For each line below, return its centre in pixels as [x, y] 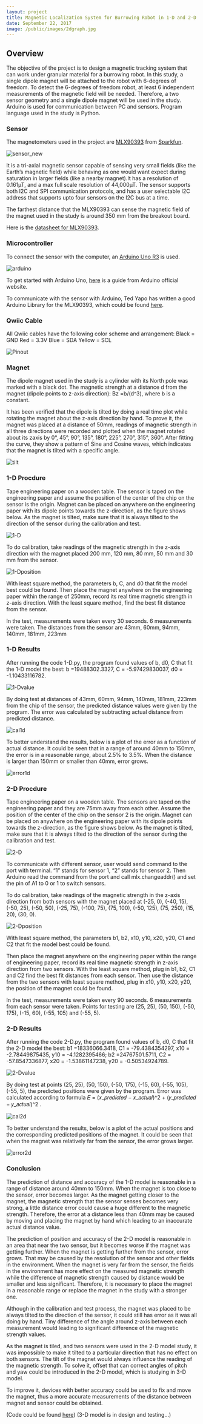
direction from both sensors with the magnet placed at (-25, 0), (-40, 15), [97, 902]
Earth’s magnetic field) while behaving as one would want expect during [96, 172]
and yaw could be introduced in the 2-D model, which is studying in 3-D [96, 1372]
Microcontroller [30, 243]
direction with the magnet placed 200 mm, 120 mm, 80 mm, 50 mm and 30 [100, 553]
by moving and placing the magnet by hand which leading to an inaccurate [99, 1220]
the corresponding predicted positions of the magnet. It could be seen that [99, 1135]
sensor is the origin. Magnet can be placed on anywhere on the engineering [101, 504]
